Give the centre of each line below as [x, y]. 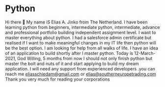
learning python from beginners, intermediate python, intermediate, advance [82, 27]
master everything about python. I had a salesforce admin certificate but [78, 38]
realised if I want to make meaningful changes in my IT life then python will [81, 43]
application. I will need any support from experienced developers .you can [80, 68]
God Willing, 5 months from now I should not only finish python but [85, 58]
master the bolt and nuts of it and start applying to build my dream [72, 64]
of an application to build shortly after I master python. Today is [69, 53]
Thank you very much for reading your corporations [57, 79]
